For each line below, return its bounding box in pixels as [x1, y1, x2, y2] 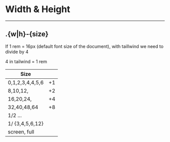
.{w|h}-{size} [5, 30, 49, 38]
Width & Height [5, 4, 71, 15]
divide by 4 [5, 49, 29, 55]
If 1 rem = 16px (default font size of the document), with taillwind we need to [5, 43, 163, 49]
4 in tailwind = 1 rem [5, 58, 47, 64]
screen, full [8, 128, 34, 135]
